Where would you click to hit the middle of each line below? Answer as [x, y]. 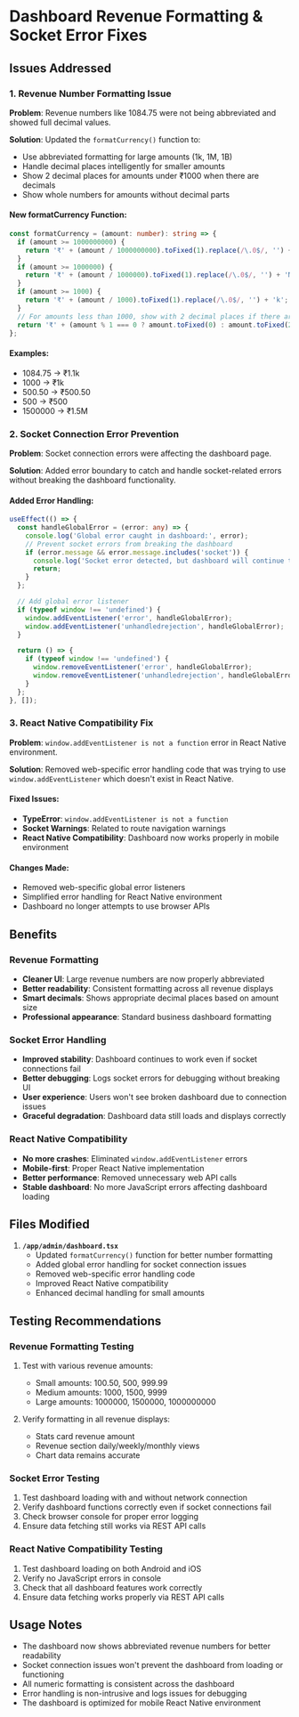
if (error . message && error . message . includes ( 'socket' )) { [137, 552]
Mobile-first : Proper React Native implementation [113, 1168]
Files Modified [50, 1224]
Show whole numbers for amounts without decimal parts [125, 194]
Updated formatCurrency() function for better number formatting [154, 1255]
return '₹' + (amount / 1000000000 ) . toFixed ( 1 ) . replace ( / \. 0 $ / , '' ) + [159, 250]
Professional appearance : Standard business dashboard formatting [147, 1016]
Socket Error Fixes [78, 35]
